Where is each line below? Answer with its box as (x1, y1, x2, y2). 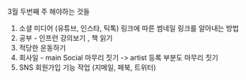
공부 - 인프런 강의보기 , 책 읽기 (18, 34, 113, 42)
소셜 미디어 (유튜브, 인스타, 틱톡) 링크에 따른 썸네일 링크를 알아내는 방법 (18, 24, 239, 33)
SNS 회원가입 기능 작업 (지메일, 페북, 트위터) (18, 63, 157, 72)
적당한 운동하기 (18, 43, 66, 53)
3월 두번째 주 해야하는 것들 (7, 7, 90, 16)
